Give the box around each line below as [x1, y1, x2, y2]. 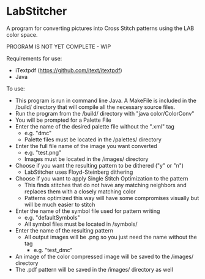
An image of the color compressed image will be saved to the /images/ [15, 253, 194, 260]
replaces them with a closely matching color [24, 188, 136, 195]
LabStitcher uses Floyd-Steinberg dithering [24, 168, 133, 176]
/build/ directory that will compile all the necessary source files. [15, 103, 176, 111]
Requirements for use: [6, 54, 62, 62]
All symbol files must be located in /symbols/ [24, 220, 138, 228]
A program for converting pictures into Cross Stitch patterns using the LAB [6, 24, 195, 32]
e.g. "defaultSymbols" [24, 214, 81, 221]
